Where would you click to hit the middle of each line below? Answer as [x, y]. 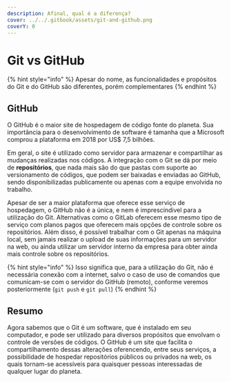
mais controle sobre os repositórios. [58, 254]
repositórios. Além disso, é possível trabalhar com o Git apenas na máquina [114, 232]
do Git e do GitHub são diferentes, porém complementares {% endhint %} [112, 87]
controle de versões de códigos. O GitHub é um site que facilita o [100, 342]
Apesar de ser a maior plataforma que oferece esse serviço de [96, 203]
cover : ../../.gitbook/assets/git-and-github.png [80, 20]
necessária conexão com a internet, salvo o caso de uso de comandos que [114, 275]
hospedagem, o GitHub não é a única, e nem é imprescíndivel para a [104, 210]
